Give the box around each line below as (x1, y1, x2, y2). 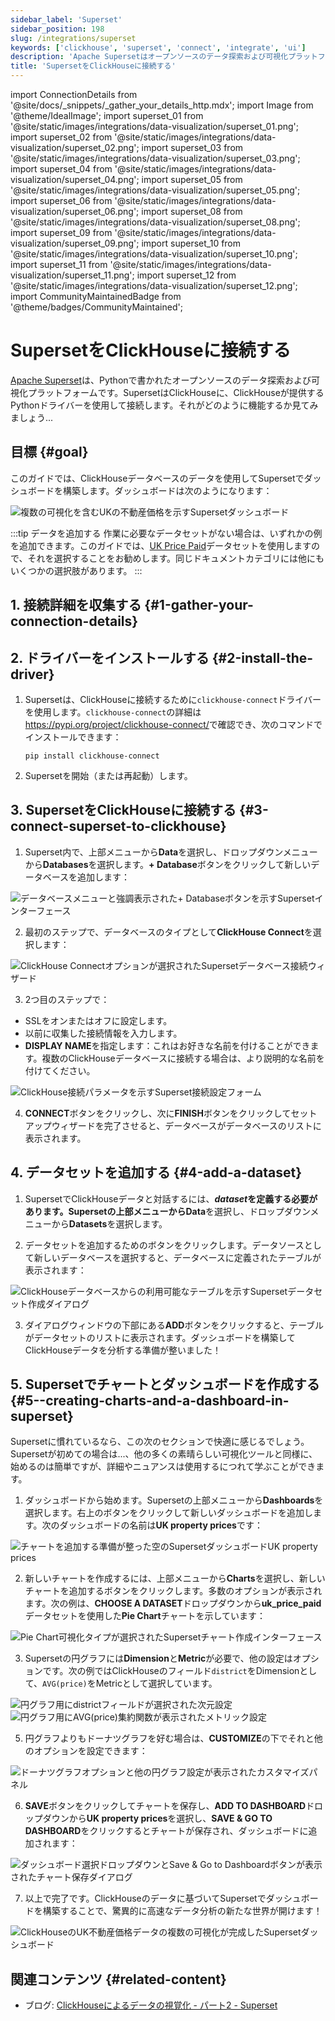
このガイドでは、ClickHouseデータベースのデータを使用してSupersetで (10, 472, 305, 484)
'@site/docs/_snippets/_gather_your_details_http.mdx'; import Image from (10, 99, 314, 111)
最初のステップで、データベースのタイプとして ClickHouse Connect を (24, 926, 313, 938)
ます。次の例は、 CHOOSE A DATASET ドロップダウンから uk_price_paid (24, 1597, 322, 1610)
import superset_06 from (10, 195, 113, 206)
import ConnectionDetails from (10, 89, 138, 100)
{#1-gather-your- (144, 597, 254, 614)
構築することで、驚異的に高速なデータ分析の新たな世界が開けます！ (42, 1905, 323, 1917)
